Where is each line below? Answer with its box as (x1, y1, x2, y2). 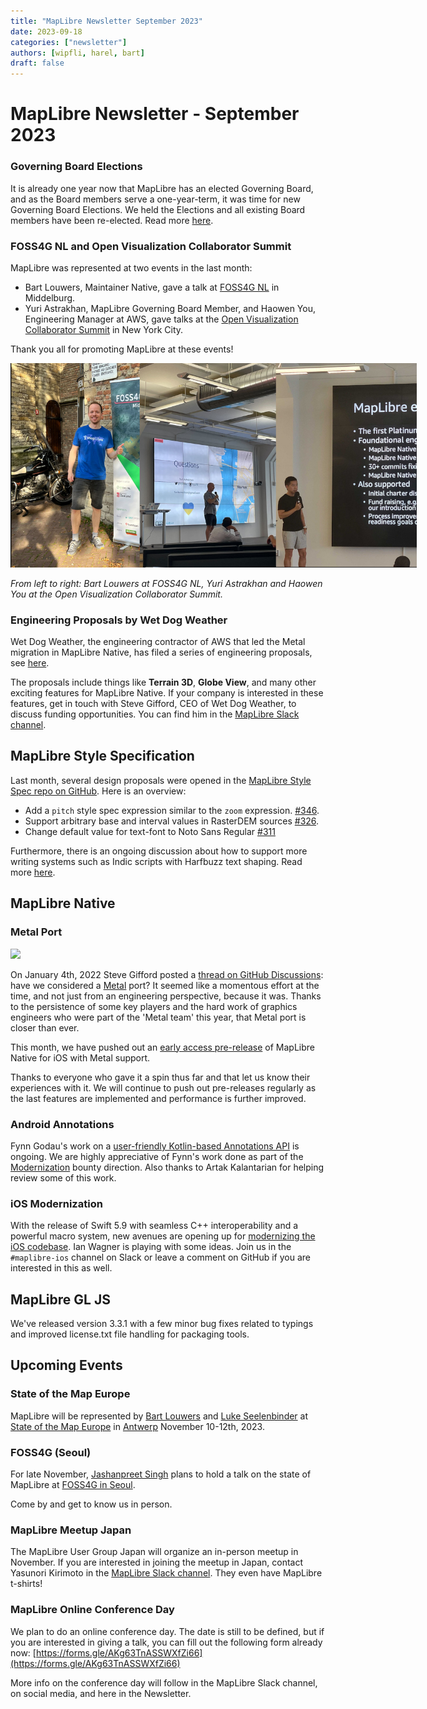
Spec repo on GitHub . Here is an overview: (10, 785, 187, 797)
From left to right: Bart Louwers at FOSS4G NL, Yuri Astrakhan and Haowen (10, 577, 323, 589)
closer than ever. (10, 1021, 80, 1034)
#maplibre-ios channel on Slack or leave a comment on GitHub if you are (10, 1251, 311, 1264)
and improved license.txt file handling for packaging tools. (10, 1328, 250, 1340)
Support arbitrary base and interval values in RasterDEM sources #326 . (24, 815, 320, 827)
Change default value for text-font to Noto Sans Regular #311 (24, 825, 276, 837)
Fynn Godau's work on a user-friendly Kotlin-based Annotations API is (10, 1140, 300, 1152)
